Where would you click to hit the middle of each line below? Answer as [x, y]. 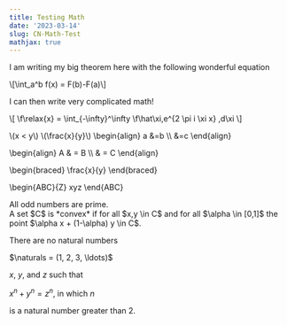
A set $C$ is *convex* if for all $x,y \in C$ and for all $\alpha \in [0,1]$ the [144, 214]
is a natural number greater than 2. [72, 310]
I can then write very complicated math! [82, 102]
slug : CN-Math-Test [45, 34]
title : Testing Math [47, 17]
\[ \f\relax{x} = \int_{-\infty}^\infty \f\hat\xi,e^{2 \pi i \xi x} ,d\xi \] [126, 119]
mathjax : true [35, 42]
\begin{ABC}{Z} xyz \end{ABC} [66, 188]
